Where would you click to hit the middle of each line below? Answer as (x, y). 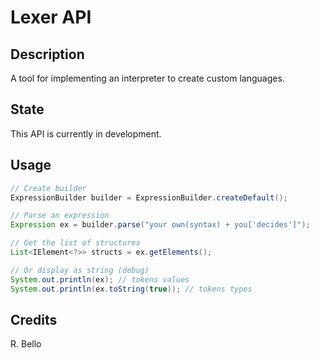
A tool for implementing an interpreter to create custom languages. (147, 78)
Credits (34, 319)
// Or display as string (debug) (80, 270)
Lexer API (51, 17)
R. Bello (26, 344)
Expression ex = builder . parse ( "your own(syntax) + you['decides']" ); (160, 225)
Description (47, 54)
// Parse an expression (60, 216)
